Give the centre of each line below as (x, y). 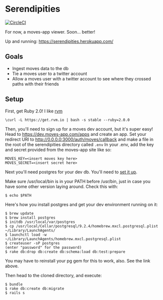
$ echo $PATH (18, 195)
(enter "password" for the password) (43, 247)
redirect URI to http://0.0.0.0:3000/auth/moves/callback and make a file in (79, 139)
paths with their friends (36, 84)
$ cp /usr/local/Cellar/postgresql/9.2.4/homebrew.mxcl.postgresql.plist (82, 226)
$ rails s (15, 293)
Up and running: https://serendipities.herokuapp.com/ (59, 41)
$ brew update (20, 213)
